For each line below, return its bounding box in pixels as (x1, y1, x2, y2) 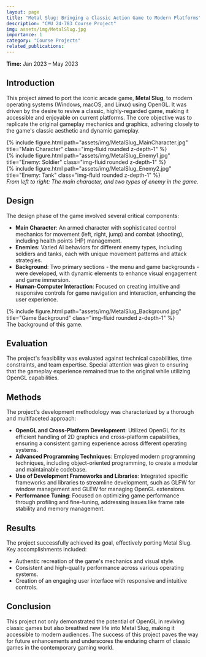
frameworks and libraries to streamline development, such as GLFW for (15, 479, 196, 486)
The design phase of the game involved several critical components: (6, 212, 180, 219)
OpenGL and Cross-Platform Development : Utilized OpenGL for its (15, 427, 186, 434)
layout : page (6, 9, 40, 15)
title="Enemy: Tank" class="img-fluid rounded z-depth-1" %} (6, 171, 161, 179)
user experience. (15, 295, 58, 303)
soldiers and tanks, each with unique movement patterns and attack (15, 250, 187, 257)
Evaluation (6, 338, 48, 349)
